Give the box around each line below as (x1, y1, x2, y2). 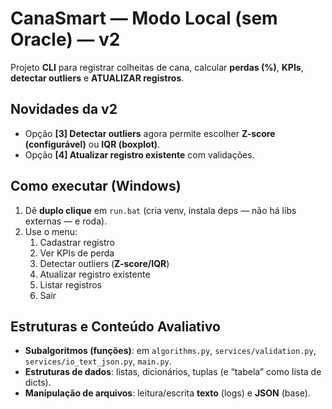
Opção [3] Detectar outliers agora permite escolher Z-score (24, 127, 276, 139)
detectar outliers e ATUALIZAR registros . (10, 72, 185, 84)
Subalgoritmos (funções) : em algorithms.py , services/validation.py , (24, 345, 317, 357)
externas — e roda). (24, 215, 108, 227)
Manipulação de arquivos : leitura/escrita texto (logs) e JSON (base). (24, 387, 311, 399)
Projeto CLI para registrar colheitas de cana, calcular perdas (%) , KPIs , (10, 61, 304, 73)
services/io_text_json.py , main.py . (24, 355, 172, 367)
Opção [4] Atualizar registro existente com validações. (24, 148, 255, 161)
